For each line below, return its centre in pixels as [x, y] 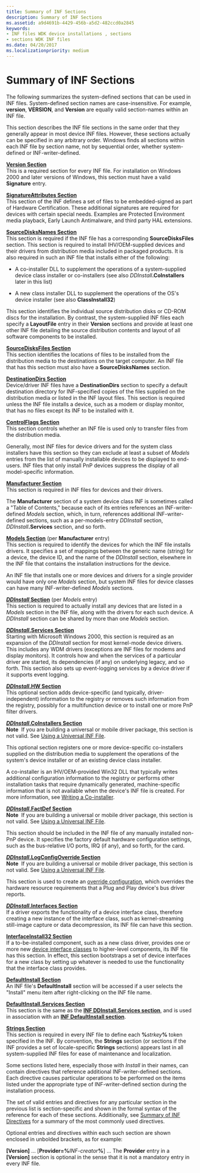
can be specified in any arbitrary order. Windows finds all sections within [95, 140]
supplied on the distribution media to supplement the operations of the [93, 754]
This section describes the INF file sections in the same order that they [93, 127]
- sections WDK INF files [38, 39]
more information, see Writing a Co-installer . [60, 797]
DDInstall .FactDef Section [39, 808]
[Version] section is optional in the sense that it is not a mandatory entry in [98, 1157]
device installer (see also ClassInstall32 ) [65, 299]
